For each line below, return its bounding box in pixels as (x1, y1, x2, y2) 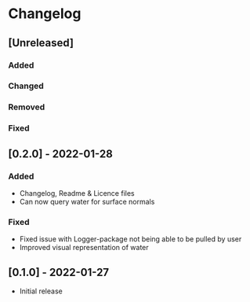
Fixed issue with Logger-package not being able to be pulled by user (19, 234, 242, 244)
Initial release (19, 286, 63, 296)
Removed (8, 101, 45, 112)
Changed (8, 80, 45, 91)
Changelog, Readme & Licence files (19, 188, 135, 197)
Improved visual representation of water (19, 243, 149, 252)
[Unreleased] (8, 36, 74, 50)
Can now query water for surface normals (19, 197, 155, 206)
